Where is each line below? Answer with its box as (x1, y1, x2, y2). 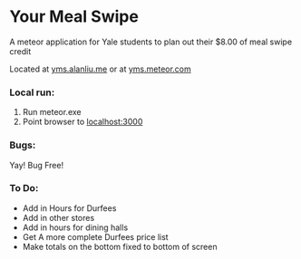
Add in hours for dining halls (22, 222, 129, 233)
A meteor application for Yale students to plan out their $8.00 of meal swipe (9, 36, 293, 47)
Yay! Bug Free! (9, 159, 64, 170)
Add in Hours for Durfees (22, 202, 117, 214)
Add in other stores (22, 212, 95, 223)
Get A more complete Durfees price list (22, 231, 170, 242)
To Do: (9, 182, 39, 195)
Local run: (9, 86, 55, 99)
